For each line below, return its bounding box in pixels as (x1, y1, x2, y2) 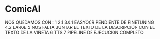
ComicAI (5, 3, 41, 14)
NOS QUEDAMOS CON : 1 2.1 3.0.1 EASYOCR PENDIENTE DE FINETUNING (5, 19, 154, 25)
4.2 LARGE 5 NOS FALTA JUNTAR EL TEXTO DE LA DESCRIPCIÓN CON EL (5, 24, 155, 30)
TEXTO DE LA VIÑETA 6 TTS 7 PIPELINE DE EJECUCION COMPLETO (5, 29, 144, 35)
